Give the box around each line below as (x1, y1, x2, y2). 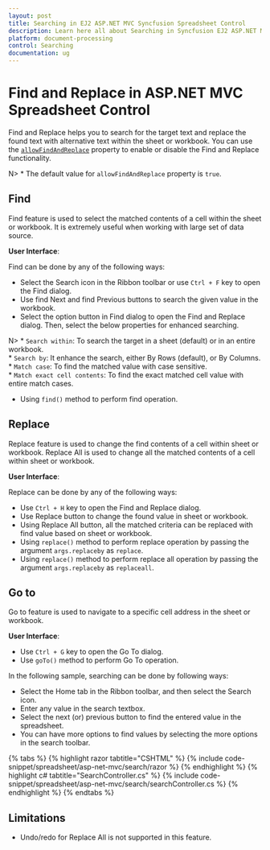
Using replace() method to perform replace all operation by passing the (19, 554, 259, 563)
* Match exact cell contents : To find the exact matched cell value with (8, 369, 243, 379)
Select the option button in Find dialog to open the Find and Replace (19, 312, 246, 321)
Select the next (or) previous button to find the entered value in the (19, 712, 242, 722)
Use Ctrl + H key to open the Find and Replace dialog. (19, 502, 202, 512)
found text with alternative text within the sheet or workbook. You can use (8, 136, 253, 146)
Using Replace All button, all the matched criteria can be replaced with (19, 520, 253, 530)
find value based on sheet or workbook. (19, 528, 153, 538)
